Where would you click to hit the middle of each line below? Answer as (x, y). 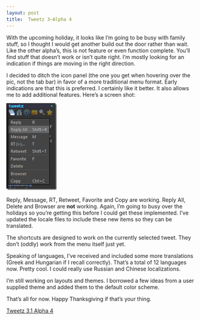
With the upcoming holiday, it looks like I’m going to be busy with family (96, 37)
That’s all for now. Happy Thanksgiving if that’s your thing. (79, 299)
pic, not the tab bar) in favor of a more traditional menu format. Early (92, 82)
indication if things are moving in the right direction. (71, 63)
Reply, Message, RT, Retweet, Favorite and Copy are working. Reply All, (96, 200)
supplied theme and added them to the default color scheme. (83, 287)
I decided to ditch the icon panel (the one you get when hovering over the (98, 75)
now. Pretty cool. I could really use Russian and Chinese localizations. (94, 269)
